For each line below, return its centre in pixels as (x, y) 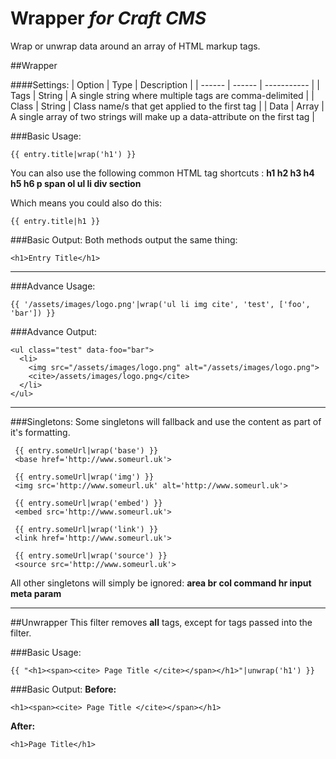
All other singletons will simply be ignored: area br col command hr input (161, 583)
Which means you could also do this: (86, 203)
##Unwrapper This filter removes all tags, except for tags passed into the (161, 622)
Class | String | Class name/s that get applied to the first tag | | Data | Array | (167, 106)
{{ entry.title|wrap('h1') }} (73, 154)
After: (23, 726)
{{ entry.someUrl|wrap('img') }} (84, 477)
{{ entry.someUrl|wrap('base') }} (86, 450)
